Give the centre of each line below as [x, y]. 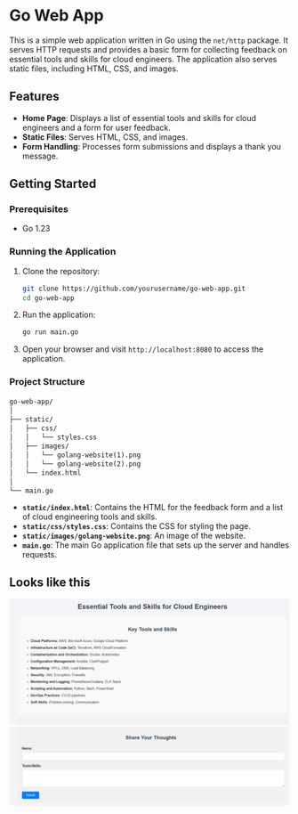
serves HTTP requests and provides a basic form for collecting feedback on [148, 49]
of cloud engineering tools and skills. [89, 517]
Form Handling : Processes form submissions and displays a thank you [152, 146]
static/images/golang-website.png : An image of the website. [134, 535]
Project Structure [47, 382]
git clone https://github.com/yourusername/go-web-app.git [134, 289]
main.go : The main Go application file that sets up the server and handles [156, 545]
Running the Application [63, 252]
